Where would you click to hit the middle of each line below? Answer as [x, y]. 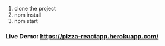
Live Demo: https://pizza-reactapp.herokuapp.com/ [82, 36]
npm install [28, 15]
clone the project [35, 9]
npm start [26, 21]
